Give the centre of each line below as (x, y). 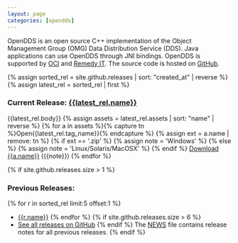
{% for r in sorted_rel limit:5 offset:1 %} (64, 203)
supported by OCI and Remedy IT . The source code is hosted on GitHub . (114, 63)
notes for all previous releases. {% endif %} (81, 232)
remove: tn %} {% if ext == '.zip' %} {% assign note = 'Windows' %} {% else (119, 141)
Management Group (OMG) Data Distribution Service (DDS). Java (103, 48)
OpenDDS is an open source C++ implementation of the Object (99, 40)
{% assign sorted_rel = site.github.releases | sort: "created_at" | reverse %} (118, 77)
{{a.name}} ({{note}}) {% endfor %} (59, 156)
